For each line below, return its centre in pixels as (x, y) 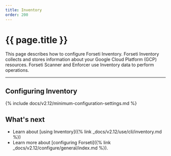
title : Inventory (24, 10)
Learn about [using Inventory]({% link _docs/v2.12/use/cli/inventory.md (87, 132)
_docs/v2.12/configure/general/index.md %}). (60, 148)
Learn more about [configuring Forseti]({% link (62, 143)
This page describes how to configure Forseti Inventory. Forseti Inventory (82, 54)
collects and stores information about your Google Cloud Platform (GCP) (81, 60)
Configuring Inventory (41, 91)
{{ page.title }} (37, 40)
